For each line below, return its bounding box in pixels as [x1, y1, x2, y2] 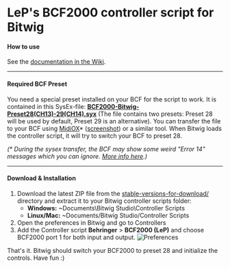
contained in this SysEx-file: [7, 102, 86, 110]
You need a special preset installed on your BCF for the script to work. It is [7, 95, 217, 103]
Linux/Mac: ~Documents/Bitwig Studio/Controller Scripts [27, 211, 190, 219]
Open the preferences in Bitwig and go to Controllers [16, 218, 166, 227]
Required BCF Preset [7, 80, 67, 88]
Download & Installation [7, 174, 77, 182]
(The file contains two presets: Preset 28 [98, 110, 214, 118]
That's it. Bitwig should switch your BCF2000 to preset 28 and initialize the [7, 246, 218, 254]
